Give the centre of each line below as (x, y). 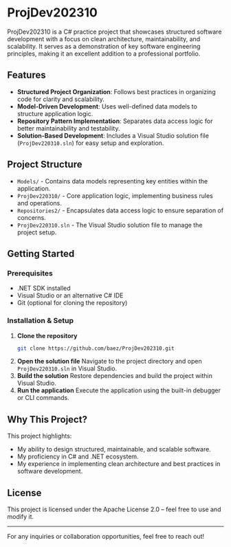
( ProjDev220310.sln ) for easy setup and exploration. (90, 143)
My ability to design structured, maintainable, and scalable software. (114, 449)
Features (26, 75)
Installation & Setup (41, 321)
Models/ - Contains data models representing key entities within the (112, 181)
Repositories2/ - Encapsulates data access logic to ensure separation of (120, 210)
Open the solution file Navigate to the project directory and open (109, 361)
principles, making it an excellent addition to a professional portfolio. (104, 54)
